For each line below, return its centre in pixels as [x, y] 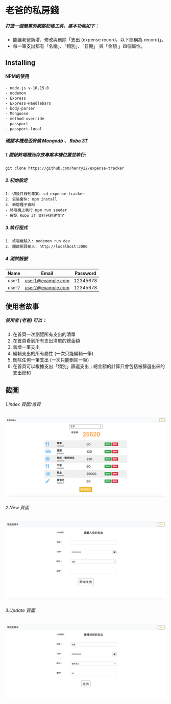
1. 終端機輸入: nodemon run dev [38, 241]
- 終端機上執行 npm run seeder [36, 210]
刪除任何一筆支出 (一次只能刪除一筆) [51, 360]
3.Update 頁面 [20, 610]
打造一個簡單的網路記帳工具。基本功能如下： [52, 26]
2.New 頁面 [17, 508]
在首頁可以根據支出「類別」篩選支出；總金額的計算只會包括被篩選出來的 [89, 366]
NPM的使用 [17, 76]
